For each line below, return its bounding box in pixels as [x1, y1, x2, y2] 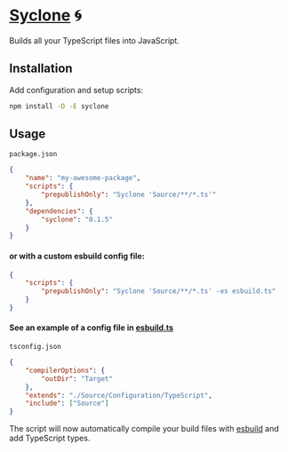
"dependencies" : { [25, 206, 93, 216]
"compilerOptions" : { [25, 366, 105, 375]
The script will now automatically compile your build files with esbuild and [9, 424, 280, 434]
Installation [9, 61, 73, 76]
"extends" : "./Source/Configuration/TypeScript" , [25, 391, 213, 400]
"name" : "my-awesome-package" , [25, 174, 141, 183]
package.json [9, 150, 58, 159]
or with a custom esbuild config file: [9, 250, 145, 261]
